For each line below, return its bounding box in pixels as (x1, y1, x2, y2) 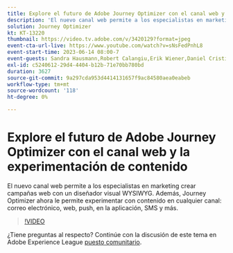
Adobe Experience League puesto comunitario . (7, 238, 142, 246)
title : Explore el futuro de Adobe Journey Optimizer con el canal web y (7, 10, 225, 17)
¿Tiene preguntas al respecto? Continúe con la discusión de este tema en (7, 230, 217, 238)
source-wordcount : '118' (7, 87, 79, 94)
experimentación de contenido (7, 159, 188, 175)
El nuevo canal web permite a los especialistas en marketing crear (7, 181, 196, 190)
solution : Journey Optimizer (7, 23, 92, 30)
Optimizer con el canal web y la (7, 144, 191, 160)
